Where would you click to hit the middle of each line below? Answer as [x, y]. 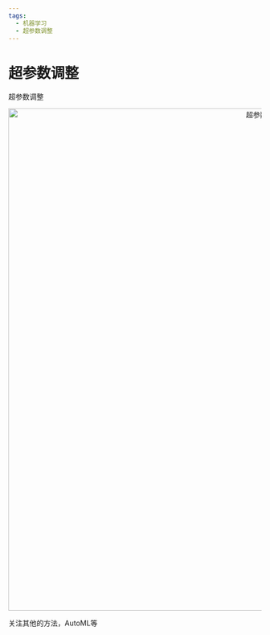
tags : [17, 16]
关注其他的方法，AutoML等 [53, 623]
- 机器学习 [31, 23]
